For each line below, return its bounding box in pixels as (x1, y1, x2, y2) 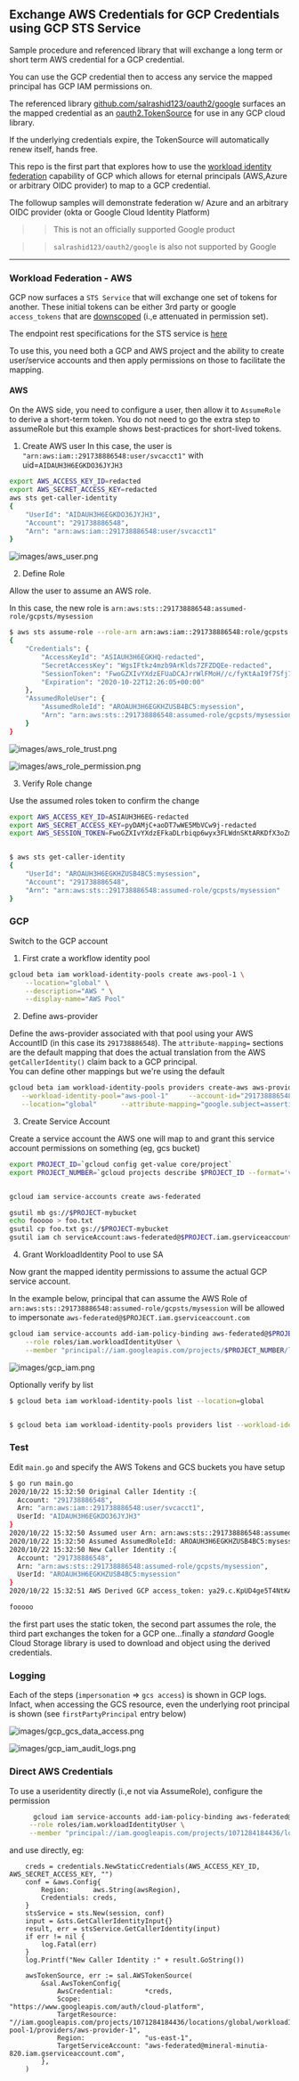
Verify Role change (21, 778, 93, 788)
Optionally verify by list (9, 1379, 93, 1390)
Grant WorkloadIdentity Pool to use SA (21, 1249, 164, 1260)
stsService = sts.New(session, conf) (25, 1909, 166, 1918)
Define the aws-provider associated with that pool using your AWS (9, 1028, 254, 1039)
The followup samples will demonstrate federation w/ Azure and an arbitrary (9, 197, 289, 208)
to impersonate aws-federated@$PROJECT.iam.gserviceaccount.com (9, 1312, 251, 1323)
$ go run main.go (9, 1479, 74, 1488)
